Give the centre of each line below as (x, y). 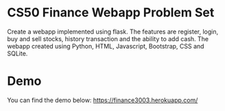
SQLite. (17, 53)
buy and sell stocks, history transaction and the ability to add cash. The (108, 38)
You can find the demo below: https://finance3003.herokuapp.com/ (103, 100)
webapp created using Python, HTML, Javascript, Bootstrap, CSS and (106, 46)
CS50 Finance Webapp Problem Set (111, 13)
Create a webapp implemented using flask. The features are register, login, (113, 32)
